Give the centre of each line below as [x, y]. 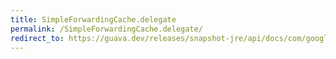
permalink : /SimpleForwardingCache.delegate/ [106, 29]
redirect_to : [37, 38]
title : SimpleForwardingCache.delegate [93, 19]
